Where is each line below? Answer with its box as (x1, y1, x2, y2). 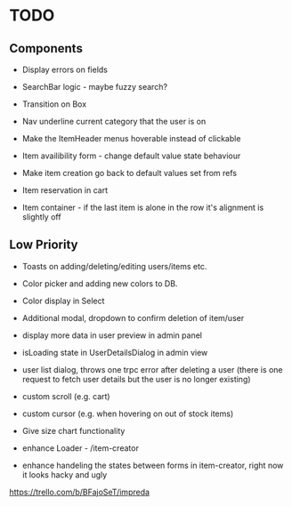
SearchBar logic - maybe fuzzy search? (21, 82, 167, 92)
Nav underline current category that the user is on (21, 116, 207, 126)
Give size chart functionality (21, 425, 126, 436)
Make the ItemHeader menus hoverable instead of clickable (21, 133, 241, 143)
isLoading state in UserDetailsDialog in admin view (21, 347, 208, 357)
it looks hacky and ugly (21, 469, 108, 480)
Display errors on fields (21, 64, 109, 75)
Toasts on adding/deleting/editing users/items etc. (21, 261, 207, 271)
